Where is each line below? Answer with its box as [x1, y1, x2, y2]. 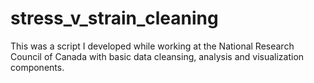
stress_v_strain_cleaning [10, 7, 219, 30]
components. [10, 61, 65, 73]
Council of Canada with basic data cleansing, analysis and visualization [10, 50, 305, 62]
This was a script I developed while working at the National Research [10, 40, 295, 52]
